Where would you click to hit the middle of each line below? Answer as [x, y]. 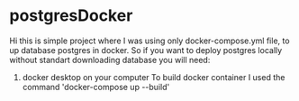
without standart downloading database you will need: [110, 60]
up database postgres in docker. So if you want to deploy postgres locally [146, 50]
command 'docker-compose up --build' [96, 87]
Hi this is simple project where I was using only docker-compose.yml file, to [149, 41]
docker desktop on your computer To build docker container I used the [154, 77]
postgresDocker [71, 16]
